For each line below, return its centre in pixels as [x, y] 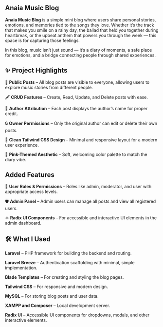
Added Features [30, 175]
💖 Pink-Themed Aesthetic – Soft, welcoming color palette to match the [76, 154]
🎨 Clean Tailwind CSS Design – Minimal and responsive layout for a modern [81, 140]
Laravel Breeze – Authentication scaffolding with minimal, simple [70, 263]
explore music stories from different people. [49, 87]
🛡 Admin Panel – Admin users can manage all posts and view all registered [81, 201]
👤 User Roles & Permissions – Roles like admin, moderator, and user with [78, 187]
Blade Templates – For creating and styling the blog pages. [64, 277]
